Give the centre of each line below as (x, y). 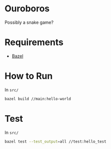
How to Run (29, 76)
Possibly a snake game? (29, 22)
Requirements (34, 42)
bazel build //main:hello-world (38, 99)
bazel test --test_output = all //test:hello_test (55, 142)
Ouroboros (27, 9)
